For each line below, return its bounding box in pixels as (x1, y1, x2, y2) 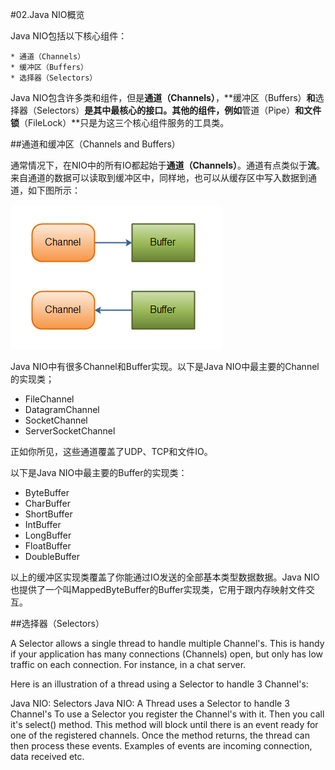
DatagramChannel (24, 404, 100, 415)
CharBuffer (24, 498, 71, 509)
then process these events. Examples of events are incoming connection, (10, 740, 313, 752)
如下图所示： (27, 184, 81, 196)
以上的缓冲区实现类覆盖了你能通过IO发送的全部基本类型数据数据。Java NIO (10, 571, 320, 583)
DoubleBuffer (24, 551, 80, 562)
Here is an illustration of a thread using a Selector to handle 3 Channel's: (10, 678, 309, 690)
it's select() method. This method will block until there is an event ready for (10, 719, 319, 730)
